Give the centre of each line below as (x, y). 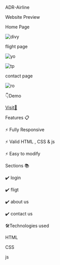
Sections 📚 (17, 166)
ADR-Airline (17, 7)
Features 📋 (17, 118)
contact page (19, 76)
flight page (16, 47)
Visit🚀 (11, 107)
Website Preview (23, 17)
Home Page (17, 27)
